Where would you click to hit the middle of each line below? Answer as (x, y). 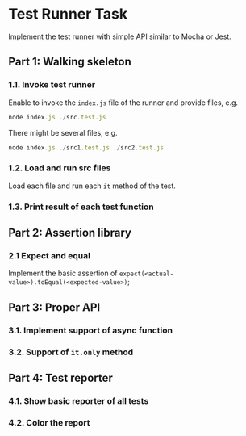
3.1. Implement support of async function (91, 330)
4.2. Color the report (49, 422)
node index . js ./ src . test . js (57, 117)
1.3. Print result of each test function (81, 207)
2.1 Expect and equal (50, 255)
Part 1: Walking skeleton (70, 62)
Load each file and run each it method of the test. (92, 186)
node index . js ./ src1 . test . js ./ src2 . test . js (86, 147)
